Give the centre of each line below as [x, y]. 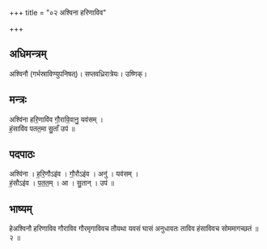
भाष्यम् [21, 209]
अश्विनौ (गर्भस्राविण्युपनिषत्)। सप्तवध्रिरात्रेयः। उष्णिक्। [78, 74]
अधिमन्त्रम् [28, 54]
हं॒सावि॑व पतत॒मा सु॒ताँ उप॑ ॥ [42, 128]
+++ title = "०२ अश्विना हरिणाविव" [58, 13]
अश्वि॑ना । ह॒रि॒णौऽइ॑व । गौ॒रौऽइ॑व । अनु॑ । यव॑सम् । [74, 174]
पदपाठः [22, 155]
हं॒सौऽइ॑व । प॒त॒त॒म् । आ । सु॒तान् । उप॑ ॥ [62, 183]
